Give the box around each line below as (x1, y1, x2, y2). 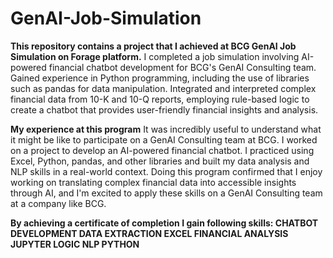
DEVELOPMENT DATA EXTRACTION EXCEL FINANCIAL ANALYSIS (10, 227, 289, 239)
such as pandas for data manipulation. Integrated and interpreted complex (10, 82, 317, 94)
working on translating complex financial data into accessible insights (10, 176, 297, 188)
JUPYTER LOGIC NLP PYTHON (10, 238, 140, 250)
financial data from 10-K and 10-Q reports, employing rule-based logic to (10, 93, 310, 105)
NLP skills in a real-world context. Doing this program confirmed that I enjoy (10, 165, 323, 177)
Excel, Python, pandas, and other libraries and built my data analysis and (10, 155, 310, 167)
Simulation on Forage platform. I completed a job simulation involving (10, 50, 300, 62)
